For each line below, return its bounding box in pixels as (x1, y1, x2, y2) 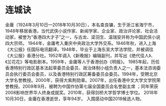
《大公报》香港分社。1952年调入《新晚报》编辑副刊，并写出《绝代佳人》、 (5, 52, 156, 58)
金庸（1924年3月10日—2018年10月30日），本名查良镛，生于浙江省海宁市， (5, 22, 157, 28)
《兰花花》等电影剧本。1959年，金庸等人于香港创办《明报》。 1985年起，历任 (5, 59, 160, 65)
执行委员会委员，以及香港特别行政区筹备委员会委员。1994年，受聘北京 (13, 71, 158, 77)
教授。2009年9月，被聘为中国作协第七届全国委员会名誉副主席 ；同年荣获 (9, 83, 159, 89)
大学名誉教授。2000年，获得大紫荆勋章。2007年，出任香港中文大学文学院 (5, 77, 157, 83)
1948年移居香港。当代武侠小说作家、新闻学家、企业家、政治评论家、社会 (5, 28, 154, 34)
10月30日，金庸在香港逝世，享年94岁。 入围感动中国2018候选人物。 (5, 96, 144, 102)
